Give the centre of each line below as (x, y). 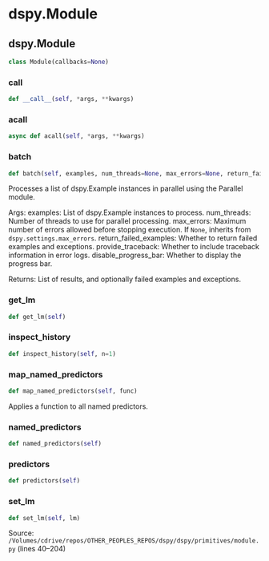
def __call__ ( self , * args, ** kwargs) (71, 99)
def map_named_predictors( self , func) (73, 391)
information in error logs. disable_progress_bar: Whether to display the (125, 255)
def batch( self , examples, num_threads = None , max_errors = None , (116, 173)
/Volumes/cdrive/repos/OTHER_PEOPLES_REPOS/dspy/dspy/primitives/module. (134, 541)
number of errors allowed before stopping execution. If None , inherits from (130, 230)
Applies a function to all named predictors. (78, 406)
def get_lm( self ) (37, 317)
